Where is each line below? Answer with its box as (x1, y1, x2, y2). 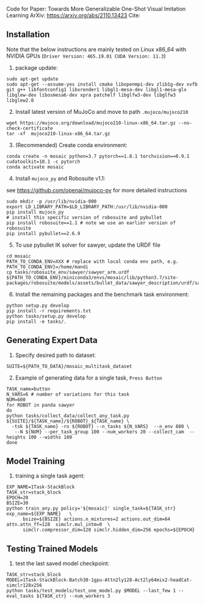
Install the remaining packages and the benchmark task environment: (15, 290, 189, 298)
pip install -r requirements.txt (6, 307, 92, 314)
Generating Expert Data (6, 335, 98, 345)
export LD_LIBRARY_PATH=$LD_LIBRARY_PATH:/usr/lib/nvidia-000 (6, 203, 168, 210)
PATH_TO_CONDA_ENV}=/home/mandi (6, 263, 88, 270)
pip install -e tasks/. (6, 318, 67, 325)
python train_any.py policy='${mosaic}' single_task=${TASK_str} (6, 505, 176, 512)
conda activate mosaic (6, 163, 64, 170)
